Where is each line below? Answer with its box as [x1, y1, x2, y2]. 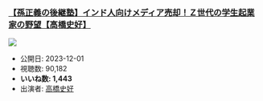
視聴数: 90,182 [19, 64, 68, 74]
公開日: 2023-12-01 [19, 54, 84, 63]
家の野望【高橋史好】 [8, 18, 91, 30]
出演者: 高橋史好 [19, 84, 74, 94]
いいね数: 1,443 [19, 74, 72, 83]
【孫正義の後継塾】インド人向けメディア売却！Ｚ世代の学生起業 [8, 6, 255, 18]
